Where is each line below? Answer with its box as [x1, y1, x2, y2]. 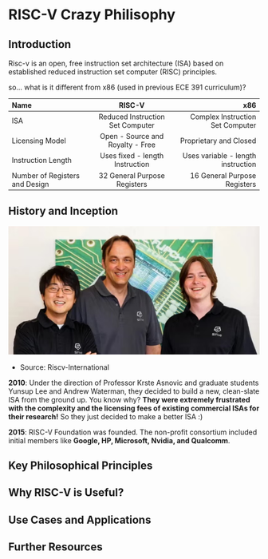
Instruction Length [11, 155, 72, 165]
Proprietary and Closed [179, 136, 257, 145]
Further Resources [8, 541, 103, 554]
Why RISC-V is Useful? [8, 486, 124, 500]
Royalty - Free [108, 140, 156, 149]
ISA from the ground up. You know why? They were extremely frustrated [8, 394, 250, 404]
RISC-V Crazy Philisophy [8, 6, 175, 24]
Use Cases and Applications [8, 513, 152, 526]
